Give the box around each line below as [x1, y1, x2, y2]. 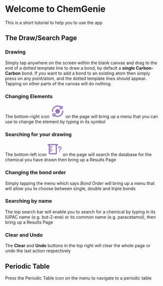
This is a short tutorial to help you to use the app [5, 20, 103, 26]
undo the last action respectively [5, 248, 71, 254]
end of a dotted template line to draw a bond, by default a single [5, 65, 135, 71]
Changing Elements [5, 93, 53, 100]
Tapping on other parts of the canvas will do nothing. [5, 80, 112, 86]
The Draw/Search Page [5, 34, 77, 42]
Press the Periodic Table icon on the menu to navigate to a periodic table [5, 275, 152, 281]
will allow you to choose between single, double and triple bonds [5, 185, 136, 191]
